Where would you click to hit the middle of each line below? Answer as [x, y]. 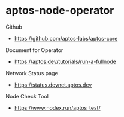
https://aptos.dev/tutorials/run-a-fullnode [65, 61]
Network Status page [32, 73]
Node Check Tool [27, 96]
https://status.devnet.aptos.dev [53, 85]
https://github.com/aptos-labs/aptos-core [66, 38]
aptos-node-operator [60, 10]
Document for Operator [34, 50]
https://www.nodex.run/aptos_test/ [57, 107]
